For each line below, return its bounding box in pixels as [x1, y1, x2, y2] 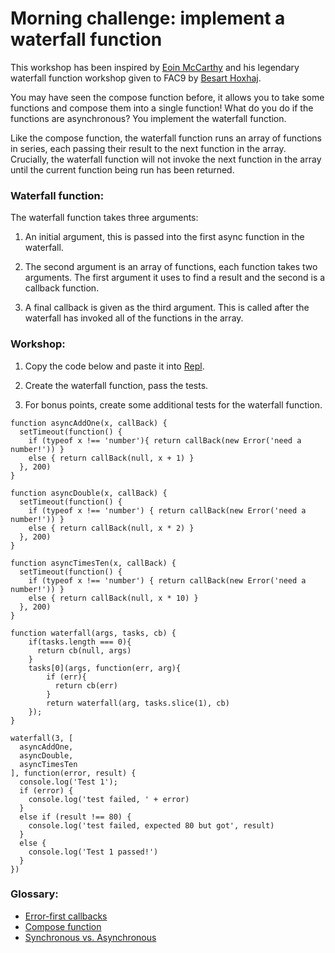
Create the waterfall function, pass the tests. [24, 379, 209, 391]
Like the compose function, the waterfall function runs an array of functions [10, 132, 322, 144]
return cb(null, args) [36, 645, 132, 656]
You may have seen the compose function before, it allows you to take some [10, 91, 325, 103]
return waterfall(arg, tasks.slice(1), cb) [46, 698, 230, 708]
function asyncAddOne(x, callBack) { [10, 418, 168, 428]
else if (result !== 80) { [19, 812, 132, 822]
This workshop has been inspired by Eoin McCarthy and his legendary [10, 61, 300, 73]
